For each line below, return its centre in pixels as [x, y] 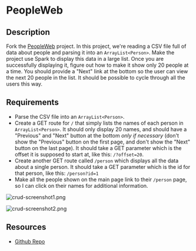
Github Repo [30, 241]
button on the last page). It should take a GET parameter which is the [98, 148]
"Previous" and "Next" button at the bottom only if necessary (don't [97, 135]
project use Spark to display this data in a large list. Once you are [85, 59]
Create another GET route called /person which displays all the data [97, 161]
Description [28, 32]
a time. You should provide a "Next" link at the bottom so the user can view [97, 71]
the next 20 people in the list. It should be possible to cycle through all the [96, 78]
